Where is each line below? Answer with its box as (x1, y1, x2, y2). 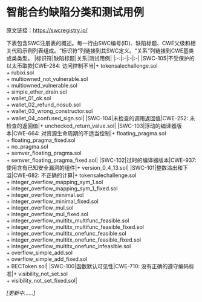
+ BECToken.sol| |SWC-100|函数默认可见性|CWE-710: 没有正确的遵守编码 (6, 262, 189, 269)
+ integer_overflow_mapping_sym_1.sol (6, 178, 103, 185)
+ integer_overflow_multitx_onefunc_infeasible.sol (6, 242, 131, 249)
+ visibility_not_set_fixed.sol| (6, 277, 77, 284)
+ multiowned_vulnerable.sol (6, 82, 77, 89)
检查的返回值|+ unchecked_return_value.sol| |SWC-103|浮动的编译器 (6, 122, 177, 129)
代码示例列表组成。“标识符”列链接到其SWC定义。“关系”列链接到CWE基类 (11, 47, 195, 54)
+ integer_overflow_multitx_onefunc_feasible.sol (6, 230, 126, 237)
